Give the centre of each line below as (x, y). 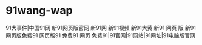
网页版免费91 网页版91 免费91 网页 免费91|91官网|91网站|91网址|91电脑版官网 (100, 35)
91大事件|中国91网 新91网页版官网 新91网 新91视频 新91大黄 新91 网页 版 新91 (101, 28)
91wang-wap (39, 10)
